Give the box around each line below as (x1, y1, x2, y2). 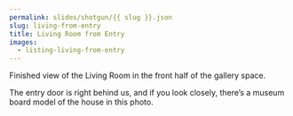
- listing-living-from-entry (17, 46, 125, 55)
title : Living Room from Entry (9, 29, 125, 38)
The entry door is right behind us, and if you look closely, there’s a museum (9, 88, 285, 98)
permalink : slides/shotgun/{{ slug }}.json (9, 12, 173, 22)
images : (9, 37, 38, 47)
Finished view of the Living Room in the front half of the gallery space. (9, 70, 266, 81)
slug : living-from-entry (9, 21, 101, 30)
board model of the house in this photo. (9, 97, 154, 107)
